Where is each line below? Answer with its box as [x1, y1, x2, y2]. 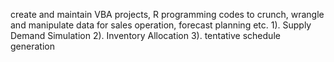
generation [10, 40, 55, 52]
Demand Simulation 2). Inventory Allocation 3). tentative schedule [10, 30, 281, 41]
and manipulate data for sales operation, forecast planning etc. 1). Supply [10, 19, 312, 31]
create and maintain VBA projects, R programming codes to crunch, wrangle [10, 9, 325, 20]
